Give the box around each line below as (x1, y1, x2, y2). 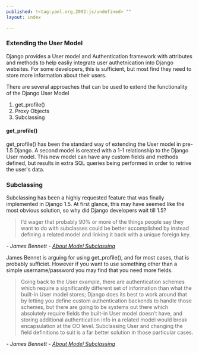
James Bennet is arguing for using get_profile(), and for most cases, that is (6, 254, 189, 261)
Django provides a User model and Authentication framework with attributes (6, 52, 193, 60)
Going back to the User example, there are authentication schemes (20, 278, 185, 286)
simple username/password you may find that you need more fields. (6, 267, 173, 274)
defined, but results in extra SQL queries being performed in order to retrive (6, 160, 192, 167)
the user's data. (6, 166, 45, 173)
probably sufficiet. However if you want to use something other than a (6, 260, 178, 268)
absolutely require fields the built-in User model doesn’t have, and (20, 310, 183, 317)
